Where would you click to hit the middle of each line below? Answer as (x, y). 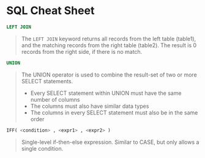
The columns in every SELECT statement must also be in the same (114, 112)
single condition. (42, 148)
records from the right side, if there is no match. (82, 51)
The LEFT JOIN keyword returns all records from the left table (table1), (109, 39)
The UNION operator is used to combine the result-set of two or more (109, 75)
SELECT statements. (47, 81)
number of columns (55, 99)
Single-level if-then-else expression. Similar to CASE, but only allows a (110, 142)
